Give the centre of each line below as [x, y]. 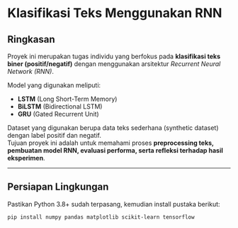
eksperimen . [26, 158]
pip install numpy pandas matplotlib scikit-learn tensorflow [101, 217]
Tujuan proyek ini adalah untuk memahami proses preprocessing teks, [110, 143]
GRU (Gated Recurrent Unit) [58, 114]
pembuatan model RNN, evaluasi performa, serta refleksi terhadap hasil [115, 150]
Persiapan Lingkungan [58, 187]
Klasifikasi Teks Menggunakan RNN [115, 13]
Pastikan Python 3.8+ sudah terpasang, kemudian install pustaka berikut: [114, 204]
